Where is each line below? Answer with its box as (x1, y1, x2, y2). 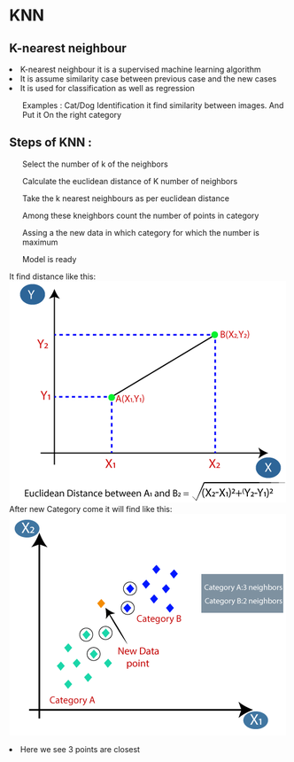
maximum (21, 237, 58, 247)
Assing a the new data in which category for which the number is (21, 227, 259, 237)
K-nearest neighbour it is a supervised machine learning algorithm (20, 64, 261, 74)
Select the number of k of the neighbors (21, 159, 168, 169)
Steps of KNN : (9, 135, 93, 151)
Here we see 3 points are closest (20, 743, 140, 754)
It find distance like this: (9, 271, 96, 282)
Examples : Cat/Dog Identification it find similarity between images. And (21, 100, 284, 111)
